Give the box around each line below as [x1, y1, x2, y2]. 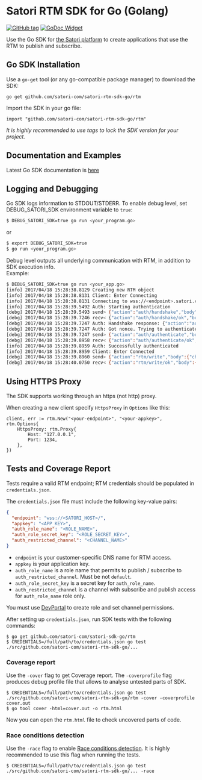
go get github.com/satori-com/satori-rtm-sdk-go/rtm [6, 93, 141, 100]
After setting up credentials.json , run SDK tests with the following [6, 616, 171, 623]
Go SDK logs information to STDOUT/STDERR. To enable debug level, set [6, 200, 188, 207]
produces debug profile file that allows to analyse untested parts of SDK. [6, 678, 186, 685]
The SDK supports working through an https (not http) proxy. [6, 392, 157, 399]
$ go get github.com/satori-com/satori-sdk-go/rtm [6, 634, 136, 640]
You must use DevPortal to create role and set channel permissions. [6, 604, 174, 611]
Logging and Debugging [6, 184, 99, 194]
